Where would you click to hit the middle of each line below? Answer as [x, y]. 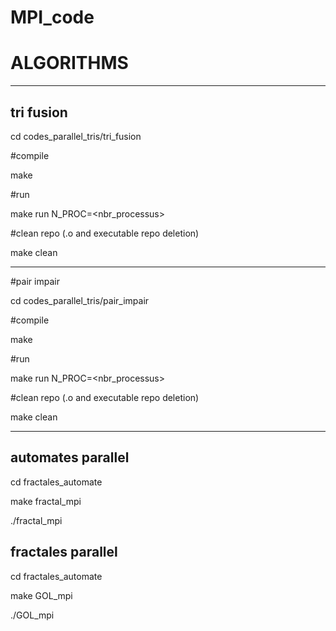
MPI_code [52, 17]
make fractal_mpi [46, 501]
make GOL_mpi [41, 595]
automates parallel [70, 457]
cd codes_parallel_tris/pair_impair [80, 300]
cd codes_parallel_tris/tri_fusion [76, 136]
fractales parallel [64, 552]
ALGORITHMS [69, 63]
